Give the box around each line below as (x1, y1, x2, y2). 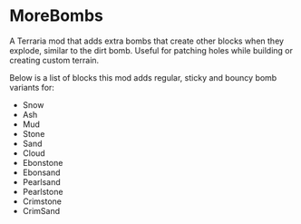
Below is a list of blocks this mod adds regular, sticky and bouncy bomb (9, 72, 277, 83)
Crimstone (22, 196, 62, 207)
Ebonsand (22, 167, 61, 178)
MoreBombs (9, 5, 104, 26)
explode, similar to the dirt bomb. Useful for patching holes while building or (9, 44, 293, 55)
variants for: (9, 82, 54, 93)
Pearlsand (22, 176, 61, 187)
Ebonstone (22, 157, 63, 168)
